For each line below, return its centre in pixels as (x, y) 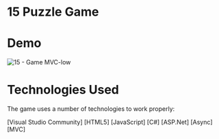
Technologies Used (63, 90)
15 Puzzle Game (53, 12)
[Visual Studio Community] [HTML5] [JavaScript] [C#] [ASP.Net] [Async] (110, 122)
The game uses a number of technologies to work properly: (91, 109)
